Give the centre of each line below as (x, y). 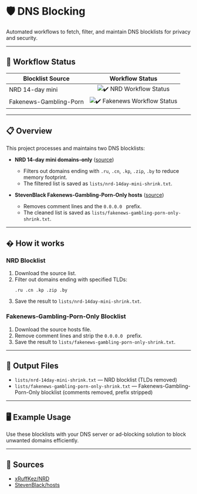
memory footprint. (45, 177)
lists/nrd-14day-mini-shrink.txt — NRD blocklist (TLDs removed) (96, 380)
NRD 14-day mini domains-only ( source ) (64, 159)
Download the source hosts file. (53, 329)
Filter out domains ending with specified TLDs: (71, 279)
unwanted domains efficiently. (43, 440)
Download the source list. (45, 273)
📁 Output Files (32, 366)
